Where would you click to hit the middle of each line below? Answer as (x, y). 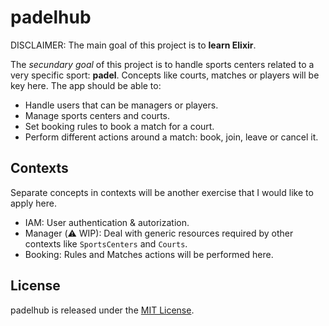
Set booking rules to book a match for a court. (119, 126)
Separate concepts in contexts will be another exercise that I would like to (162, 192)
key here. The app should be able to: (86, 85)
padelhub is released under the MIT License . (102, 310)
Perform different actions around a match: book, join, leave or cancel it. (171, 137)
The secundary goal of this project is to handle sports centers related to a (162, 64)
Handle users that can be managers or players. (121, 105)
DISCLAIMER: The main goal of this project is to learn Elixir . (133, 45)
